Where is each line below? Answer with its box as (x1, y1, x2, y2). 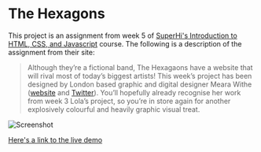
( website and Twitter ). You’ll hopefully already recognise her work (27, 87, 241, 97)
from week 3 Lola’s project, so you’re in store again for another (27, 96, 231, 106)
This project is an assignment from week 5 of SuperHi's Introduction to (8, 31, 237, 40)
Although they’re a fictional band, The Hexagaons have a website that (27, 62, 253, 72)
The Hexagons (8, 5, 105, 23)
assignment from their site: (8, 47, 95, 57)
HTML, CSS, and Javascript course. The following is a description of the (8, 39, 242, 48)
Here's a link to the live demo (8, 135, 103, 144)
